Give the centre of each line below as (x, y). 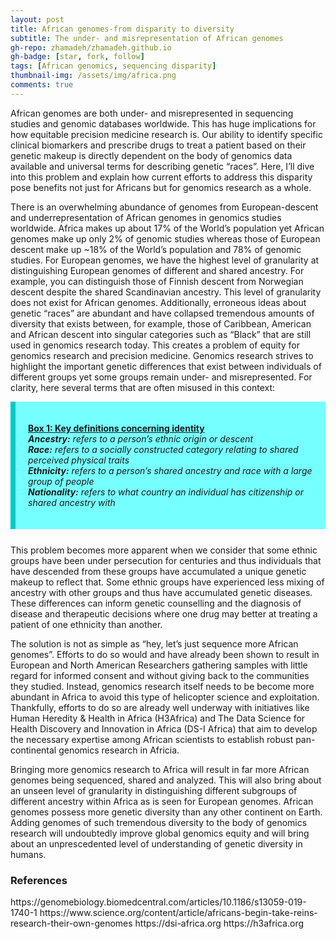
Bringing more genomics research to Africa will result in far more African (160, 769)
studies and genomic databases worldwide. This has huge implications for (163, 123)
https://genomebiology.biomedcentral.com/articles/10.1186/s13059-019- (158, 902)
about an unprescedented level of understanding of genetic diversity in (156, 843)
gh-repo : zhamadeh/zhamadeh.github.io (91, 47)
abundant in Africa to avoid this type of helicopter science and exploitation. (165, 697)
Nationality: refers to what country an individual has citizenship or (166, 492)
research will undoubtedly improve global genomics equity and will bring (160, 833)
